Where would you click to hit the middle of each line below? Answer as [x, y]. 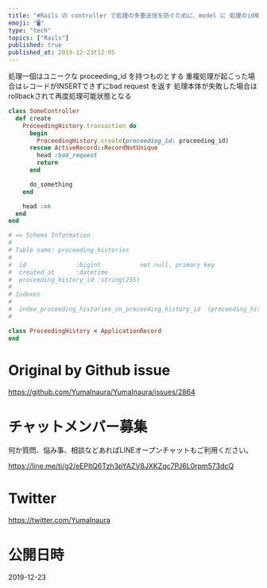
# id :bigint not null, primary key [112, 265]
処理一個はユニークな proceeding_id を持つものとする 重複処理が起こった [128, 76]
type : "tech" [30, 30]
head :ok [37, 206]
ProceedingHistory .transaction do [79, 126]
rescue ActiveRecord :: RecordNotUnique [93, 148]
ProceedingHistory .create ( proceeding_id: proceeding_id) [133, 141]
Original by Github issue [89, 370]
